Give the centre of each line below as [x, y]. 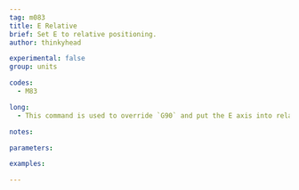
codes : [21, 83]
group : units [33, 67]
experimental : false [48, 59]
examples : [28, 164]
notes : [21, 132]
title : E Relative [43, 26]
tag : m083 [28, 17]
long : [19, 107]
